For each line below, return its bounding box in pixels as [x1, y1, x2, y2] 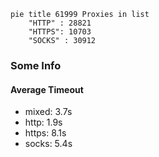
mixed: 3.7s [24, 106, 73, 118]
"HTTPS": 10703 [28, 27, 92, 37]
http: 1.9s [24, 116, 63, 129]
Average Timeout [10, 83, 84, 95]
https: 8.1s [24, 127, 67, 139]
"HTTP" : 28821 [28, 18, 92, 28]
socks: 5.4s [24, 138, 73, 150]
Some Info [10, 58, 62, 72]
